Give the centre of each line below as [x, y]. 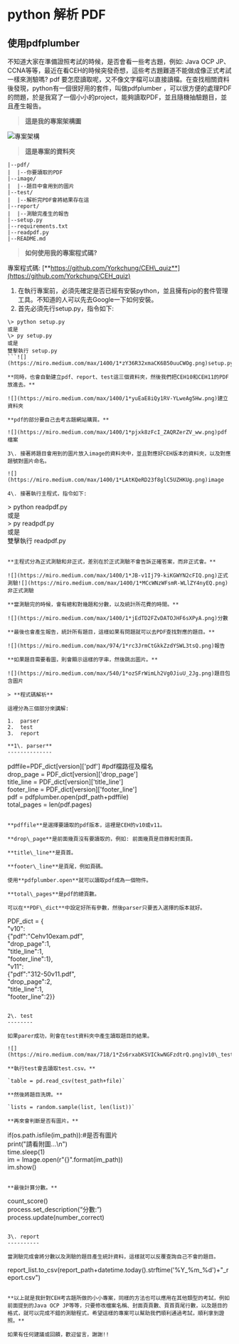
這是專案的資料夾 [50, 151]
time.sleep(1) [26, 1152]
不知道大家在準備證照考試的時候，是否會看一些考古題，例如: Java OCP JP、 [118, 62]
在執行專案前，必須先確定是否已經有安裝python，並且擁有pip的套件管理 [123, 290]
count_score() [28, 1201]
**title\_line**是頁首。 [42, 853]
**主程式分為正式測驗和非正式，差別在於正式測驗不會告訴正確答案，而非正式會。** [112, 562]
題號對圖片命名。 [29, 461]
